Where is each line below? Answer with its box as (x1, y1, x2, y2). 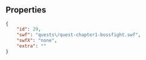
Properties (5, 5, 46, 15)
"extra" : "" (16, 43, 46, 49)
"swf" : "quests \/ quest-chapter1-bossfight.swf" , (16, 32, 141, 38)
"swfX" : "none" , (16, 38, 58, 44)
